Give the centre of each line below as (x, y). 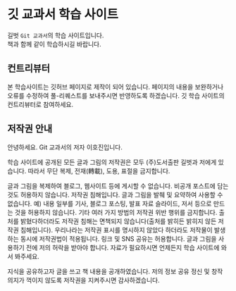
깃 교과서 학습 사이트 (63, 14)
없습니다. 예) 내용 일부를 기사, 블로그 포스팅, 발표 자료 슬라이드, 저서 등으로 (110, 203)
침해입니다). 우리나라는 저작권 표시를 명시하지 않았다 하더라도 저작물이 (116, 230)
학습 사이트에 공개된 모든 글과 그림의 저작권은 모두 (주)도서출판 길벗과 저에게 (112, 162)
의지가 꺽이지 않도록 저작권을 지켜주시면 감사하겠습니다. (83, 280)
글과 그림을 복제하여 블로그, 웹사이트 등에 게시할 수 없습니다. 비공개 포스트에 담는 (118, 186)
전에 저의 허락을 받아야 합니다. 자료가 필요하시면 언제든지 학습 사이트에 (123, 247)
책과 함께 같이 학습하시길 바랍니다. (54, 44)
